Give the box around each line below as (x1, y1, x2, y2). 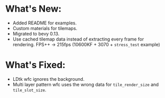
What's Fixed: (5, 59, 65, 71)
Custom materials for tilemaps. (12, 25, 78, 31)
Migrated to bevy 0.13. (12, 30, 60, 37)
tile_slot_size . (12, 87, 47, 93)
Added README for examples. (12, 20, 77, 26)
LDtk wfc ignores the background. (12, 76, 85, 82)
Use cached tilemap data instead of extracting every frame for (12, 36, 144, 42)
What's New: (5, 3, 62, 15)
